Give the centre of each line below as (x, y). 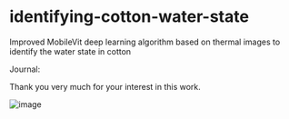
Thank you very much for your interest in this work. (105, 86)
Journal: (25, 69)
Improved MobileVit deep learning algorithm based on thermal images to (145, 42)
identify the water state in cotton (70, 51)
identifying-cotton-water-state (130, 17)
